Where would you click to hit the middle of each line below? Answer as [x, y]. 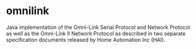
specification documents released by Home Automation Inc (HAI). [86, 40]
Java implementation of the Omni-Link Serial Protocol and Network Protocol [98, 27]
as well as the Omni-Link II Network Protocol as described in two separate [96, 33]
